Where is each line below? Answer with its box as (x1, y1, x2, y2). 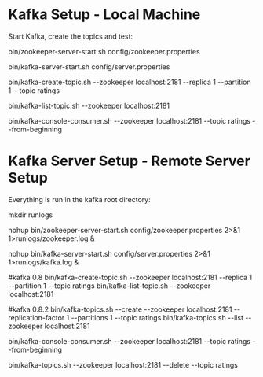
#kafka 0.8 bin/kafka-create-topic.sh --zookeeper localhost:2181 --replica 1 (8, 272, 253, 282)
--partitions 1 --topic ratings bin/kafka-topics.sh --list (71, 312, 243, 322)
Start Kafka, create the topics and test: (8, 31, 133, 41)
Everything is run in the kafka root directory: (8, 194, 151, 204)
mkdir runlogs (8, 210, 53, 220)
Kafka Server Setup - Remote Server (8, 152, 251, 170)
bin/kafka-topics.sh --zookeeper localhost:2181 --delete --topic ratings (8, 360, 238, 369)
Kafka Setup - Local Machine (8, 6, 201, 24)
